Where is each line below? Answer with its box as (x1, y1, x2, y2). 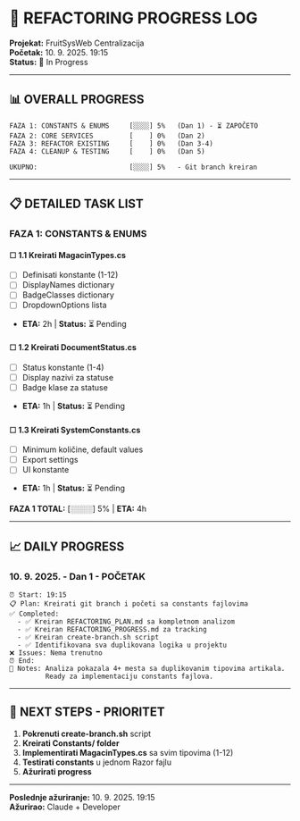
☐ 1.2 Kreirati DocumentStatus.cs (9, 342, 137, 353)
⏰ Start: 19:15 (9, 590, 67, 599)
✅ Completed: (9, 609, 60, 618)
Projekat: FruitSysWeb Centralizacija (9, 38, 145, 48)
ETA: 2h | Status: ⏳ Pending (21, 318, 127, 329)
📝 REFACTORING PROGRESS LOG (9, 8, 258, 29)
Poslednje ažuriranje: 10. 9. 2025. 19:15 (9, 792, 155, 802)
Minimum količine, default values (21, 444, 144, 455)
